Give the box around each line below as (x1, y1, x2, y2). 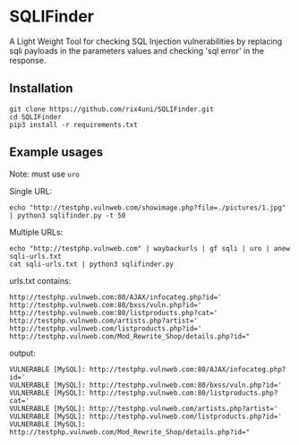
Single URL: (9, 185, 53, 196)
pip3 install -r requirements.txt (9, 120, 139, 129)
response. (9, 55, 47, 65)
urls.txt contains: (9, 275, 72, 286)
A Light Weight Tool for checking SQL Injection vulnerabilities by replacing (9, 36, 283, 47)
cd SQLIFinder (9, 112, 63, 122)
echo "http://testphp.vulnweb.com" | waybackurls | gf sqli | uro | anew (9, 244, 291, 252)
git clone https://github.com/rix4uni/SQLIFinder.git (9, 105, 215, 114)
